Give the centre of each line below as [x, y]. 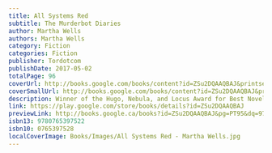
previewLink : [30, 114]
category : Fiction [39, 46]
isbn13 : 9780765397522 [47, 121]
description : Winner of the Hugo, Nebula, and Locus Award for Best [126, 99]
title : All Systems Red [49, 16]
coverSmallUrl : [34, 91]
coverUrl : [25, 83]
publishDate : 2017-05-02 [50, 69]
